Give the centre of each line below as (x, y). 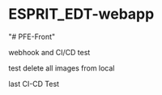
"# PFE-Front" (32, 37)
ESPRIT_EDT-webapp (81, 14)
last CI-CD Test (34, 84)
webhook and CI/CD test (49, 52)
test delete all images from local (62, 68)
